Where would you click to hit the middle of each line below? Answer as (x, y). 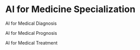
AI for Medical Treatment (31, 43)
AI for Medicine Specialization (70, 9)
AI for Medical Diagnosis (31, 23)
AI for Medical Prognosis (31, 33)
